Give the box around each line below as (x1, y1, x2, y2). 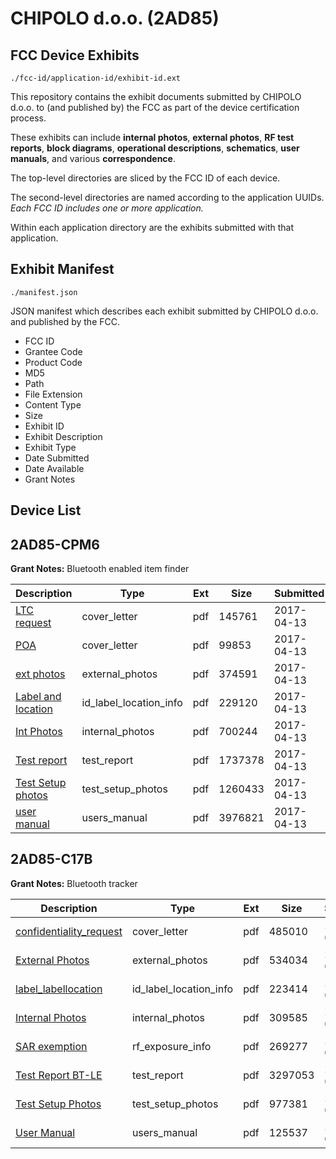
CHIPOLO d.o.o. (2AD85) (10, 7, 220, 30)
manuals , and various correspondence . (10, 153, 176, 164)
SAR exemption (15, 1039, 88, 1053)
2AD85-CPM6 (10, 536, 100, 553)
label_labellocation (15, 982, 103, 996)
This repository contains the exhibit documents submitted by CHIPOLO (10, 91, 302, 102)
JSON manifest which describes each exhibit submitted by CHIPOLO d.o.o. (10, 305, 319, 317)
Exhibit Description (24, 430, 103, 442)
